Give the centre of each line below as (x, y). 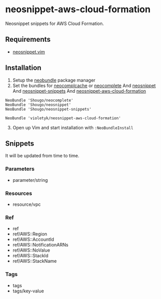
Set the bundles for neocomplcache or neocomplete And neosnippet (84, 86)
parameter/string (30, 180)
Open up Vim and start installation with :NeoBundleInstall (73, 127)
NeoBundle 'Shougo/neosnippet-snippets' (49, 109)
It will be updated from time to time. (42, 156)
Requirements (28, 39)
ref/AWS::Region (30, 234)
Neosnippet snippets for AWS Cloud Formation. (55, 23)
